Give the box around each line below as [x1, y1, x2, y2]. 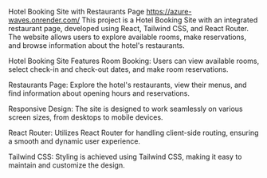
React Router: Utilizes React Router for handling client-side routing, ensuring [8, 128, 259, 137]
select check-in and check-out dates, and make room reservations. [8, 65, 229, 74]
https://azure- [146, 7, 192, 16]
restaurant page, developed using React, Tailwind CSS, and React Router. [8, 24, 249, 33]
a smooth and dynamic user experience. [8, 136, 141, 146]
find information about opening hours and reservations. [8, 89, 190, 98]
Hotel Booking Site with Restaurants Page [8, 7, 145, 16]
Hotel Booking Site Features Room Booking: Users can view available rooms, [8, 56, 260, 65]
